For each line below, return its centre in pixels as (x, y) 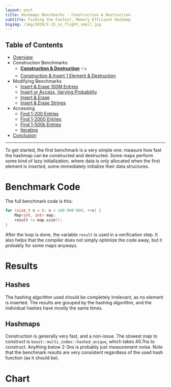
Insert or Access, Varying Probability (59, 92)
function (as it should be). (32, 358)
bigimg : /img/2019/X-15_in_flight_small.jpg (53, 24)
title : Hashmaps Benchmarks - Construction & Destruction (68, 15)
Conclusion (24, 135)
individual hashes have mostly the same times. (54, 308)
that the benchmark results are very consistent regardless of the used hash (84, 352)
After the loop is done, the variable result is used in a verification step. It (82, 234)
